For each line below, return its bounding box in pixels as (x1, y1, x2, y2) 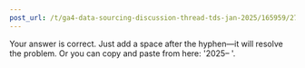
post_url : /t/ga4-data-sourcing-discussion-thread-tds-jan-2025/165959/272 (9, 13, 302, 23)
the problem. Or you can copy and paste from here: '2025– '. (9, 47, 236, 59)
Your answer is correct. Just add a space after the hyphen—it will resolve (9, 38, 283, 49)
